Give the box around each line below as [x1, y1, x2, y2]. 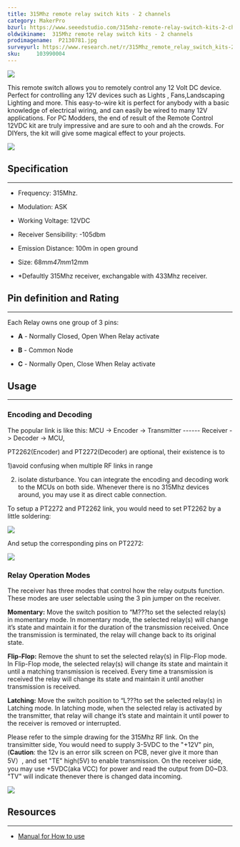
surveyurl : [7, 44, 40, 51]
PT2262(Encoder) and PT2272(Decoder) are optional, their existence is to [7, 447, 225, 456]
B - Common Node [17, 346, 74, 354]
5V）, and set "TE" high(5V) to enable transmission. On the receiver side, [7, 756, 223, 765]
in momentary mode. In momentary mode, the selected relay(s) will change [7, 615, 229, 623]
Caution [9, 748, 34, 756]
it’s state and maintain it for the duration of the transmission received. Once [7, 623, 229, 631]
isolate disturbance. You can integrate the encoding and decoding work [17, 475, 229, 483]
